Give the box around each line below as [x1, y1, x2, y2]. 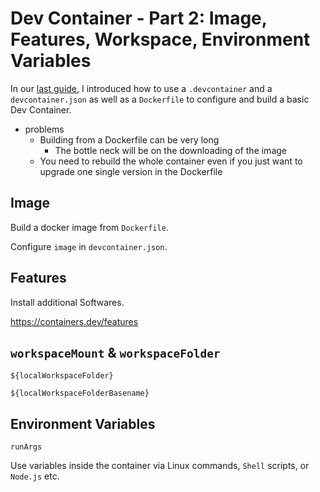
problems [24, 123, 65, 135]
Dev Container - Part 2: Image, [10, 7, 268, 30]
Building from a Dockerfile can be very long [39, 133, 220, 146]
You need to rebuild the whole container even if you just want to [39, 155, 303, 167]
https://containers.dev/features [10, 315, 139, 327]
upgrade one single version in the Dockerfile [39, 165, 223, 177]
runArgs [10, 442, 43, 452]
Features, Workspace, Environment [10, 28, 311, 51]
